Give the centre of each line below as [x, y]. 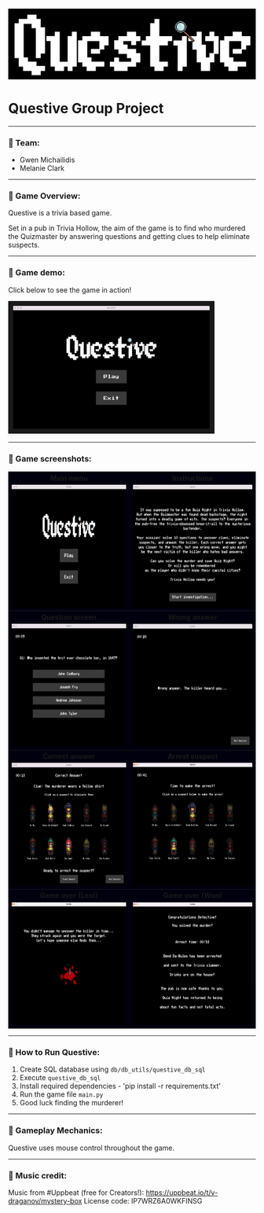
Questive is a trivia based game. [60, 213]
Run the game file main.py [61, 1094]
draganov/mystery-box [45, 1200]
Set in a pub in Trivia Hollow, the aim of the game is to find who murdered [127, 228]
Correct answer [69, 756]
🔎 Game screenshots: [50, 458]
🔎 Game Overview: [44, 196]
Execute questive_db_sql [60, 1078]
